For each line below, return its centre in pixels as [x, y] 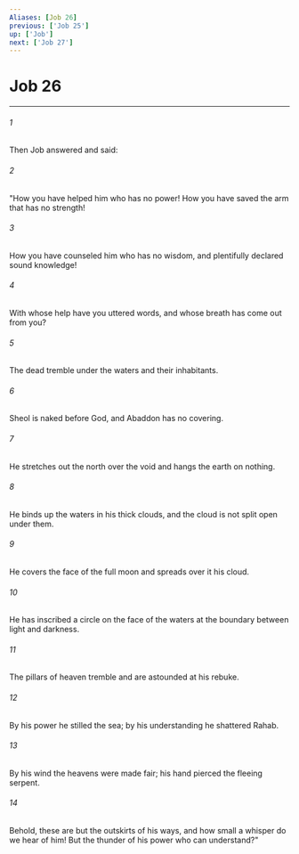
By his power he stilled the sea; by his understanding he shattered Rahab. [144, 725]
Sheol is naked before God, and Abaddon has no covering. [117, 419]
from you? [28, 322]
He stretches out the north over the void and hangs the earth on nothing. [142, 466]
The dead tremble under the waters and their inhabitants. [114, 370]
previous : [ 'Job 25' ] [49, 26]
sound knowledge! [43, 264]
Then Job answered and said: [64, 150]
